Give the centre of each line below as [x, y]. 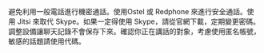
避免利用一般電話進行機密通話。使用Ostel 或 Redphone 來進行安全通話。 [128, 11]
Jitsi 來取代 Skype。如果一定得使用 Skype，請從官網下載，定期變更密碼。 [138, 21]
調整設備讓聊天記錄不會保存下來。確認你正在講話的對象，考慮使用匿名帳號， [134, 31]
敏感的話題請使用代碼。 [47, 41]
